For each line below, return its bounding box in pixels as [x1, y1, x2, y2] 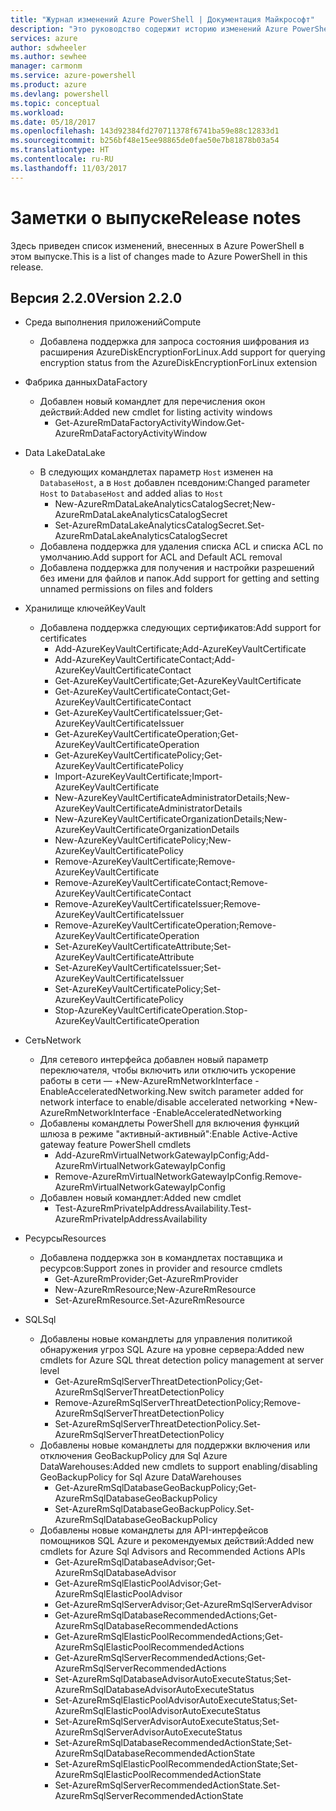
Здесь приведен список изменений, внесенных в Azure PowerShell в [10, 239, 305, 251]
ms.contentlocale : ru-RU [10, 154, 114, 164]
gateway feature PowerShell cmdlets [39, 1139, 192, 1151]
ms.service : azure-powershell [10, 71, 137, 81]
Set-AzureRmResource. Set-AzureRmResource [54, 1294, 246, 1306]
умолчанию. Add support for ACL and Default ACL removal [39, 551, 283, 563]
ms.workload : [10, 107, 65, 118]
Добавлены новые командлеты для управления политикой [39, 1333, 293, 1345]
